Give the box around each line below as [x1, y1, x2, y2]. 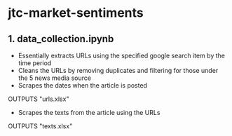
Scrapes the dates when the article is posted [18, 81, 148, 89]
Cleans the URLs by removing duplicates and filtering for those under [18, 67, 219, 74]
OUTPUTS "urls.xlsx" [8, 95, 69, 103]
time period [18, 59, 52, 67]
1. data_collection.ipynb [8, 33, 114, 45]
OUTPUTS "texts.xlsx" [8, 122, 73, 130]
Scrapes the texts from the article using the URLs [18, 109, 161, 116]
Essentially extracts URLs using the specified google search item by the [18, 51, 225, 60]
